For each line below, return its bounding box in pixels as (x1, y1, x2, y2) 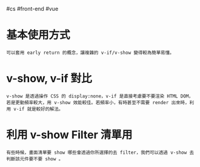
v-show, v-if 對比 (6, 72, 92, 85)
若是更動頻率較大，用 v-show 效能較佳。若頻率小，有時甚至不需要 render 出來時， (6, 99, 190, 105)
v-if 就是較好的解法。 (13, 106, 64, 112)
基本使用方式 (6, 28, 71, 42)
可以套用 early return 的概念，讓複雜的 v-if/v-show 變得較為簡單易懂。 (6, 50, 175, 56)
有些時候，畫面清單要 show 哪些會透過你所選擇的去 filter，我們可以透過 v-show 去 (6, 149, 195, 156)
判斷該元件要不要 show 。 (6, 156, 64, 162)
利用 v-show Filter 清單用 (6, 128, 133, 142)
